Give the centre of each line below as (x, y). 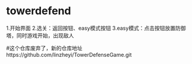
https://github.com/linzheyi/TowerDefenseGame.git (69, 55)
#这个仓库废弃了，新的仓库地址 (44, 48)
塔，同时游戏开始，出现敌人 (40, 35)
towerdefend (39, 11)
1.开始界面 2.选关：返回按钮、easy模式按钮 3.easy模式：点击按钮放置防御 (96, 28)
